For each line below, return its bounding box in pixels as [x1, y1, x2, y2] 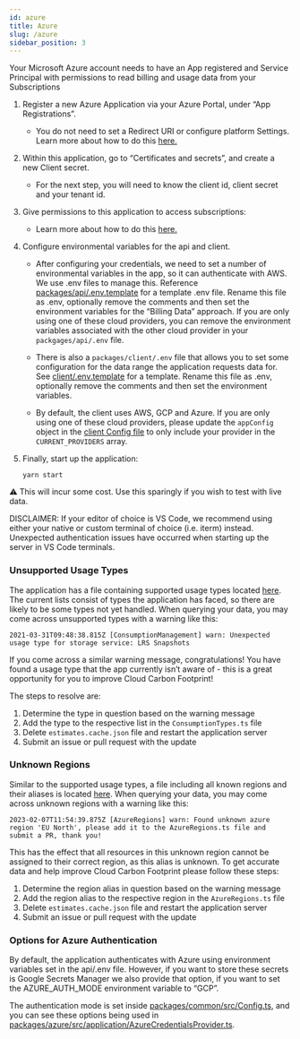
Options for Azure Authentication [9, 933, 158, 946]
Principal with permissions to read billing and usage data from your [9, 73, 257, 83]
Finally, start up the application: [21, 453, 139, 464]
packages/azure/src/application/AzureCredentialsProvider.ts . [9, 1019, 236, 1030]
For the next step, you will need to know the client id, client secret [35, 180, 279, 191]
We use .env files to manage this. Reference [35, 278, 199, 288]
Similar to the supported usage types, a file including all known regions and [9, 778, 287, 789]
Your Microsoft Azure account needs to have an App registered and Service [9, 63, 289, 73]
